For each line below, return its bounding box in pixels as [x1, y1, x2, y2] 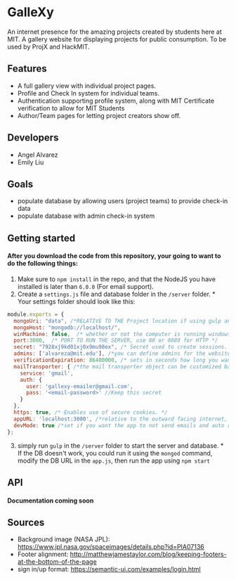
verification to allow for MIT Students [17, 103, 125, 112]
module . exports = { [7, 311, 65, 318]
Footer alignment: [17, 550, 69, 559]
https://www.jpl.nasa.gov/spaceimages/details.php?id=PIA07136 [17, 543, 205, 551]
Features [7, 63, 47, 75]
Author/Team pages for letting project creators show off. [17, 111, 181, 120]
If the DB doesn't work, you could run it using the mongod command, [17, 449, 213, 457]
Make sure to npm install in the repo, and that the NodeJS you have [17, 275, 216, 283]
